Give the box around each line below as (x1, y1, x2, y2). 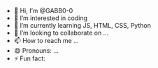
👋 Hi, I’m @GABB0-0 (13, 7, 73, 15)
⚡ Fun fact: (13, 54, 45, 62)
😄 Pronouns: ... (13, 46, 59, 55)
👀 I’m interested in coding (13, 14, 88, 22)
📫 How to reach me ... (13, 37, 79, 44)
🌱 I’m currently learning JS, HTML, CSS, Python (13, 22, 152, 29)
